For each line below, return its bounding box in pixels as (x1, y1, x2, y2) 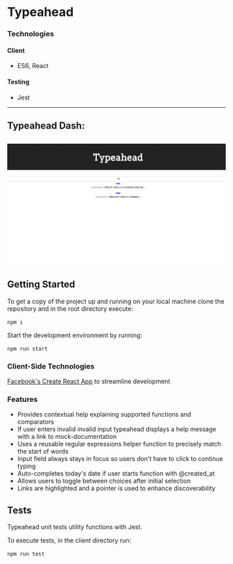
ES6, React (17, 62, 49, 70)
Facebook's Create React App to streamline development (7, 377, 171, 386)
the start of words (17, 447, 69, 456)
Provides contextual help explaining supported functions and (17, 410, 191, 419)
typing (17, 462, 36, 470)
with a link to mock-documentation (17, 433, 116, 441)
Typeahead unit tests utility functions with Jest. (7, 523, 143, 531)
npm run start (7, 345, 49, 352)
